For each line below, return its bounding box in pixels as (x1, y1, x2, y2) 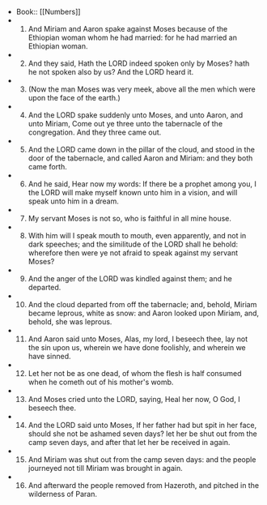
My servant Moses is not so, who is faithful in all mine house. (28, 214, 232, 223)
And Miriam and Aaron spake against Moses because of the (28, 24, 228, 33)
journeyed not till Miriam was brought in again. (28, 464, 184, 473)
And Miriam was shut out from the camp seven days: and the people (28, 455, 256, 464)
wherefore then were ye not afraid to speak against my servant (28, 248, 239, 258)
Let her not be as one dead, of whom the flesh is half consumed (28, 369, 242, 378)
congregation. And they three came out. (28, 127, 162, 137)
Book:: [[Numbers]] (15, 7, 81, 16)
